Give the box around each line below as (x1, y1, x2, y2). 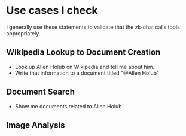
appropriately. (6, 29, 41, 37)
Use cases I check (6, 4, 98, 17)
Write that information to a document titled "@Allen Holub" (14, 69, 160, 77)
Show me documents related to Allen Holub (14, 102, 122, 110)
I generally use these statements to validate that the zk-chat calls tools (6, 23, 181, 31)
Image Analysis (6, 120, 65, 130)
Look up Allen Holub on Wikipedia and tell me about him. (14, 63, 154, 70)
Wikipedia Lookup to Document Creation (6, 47, 161, 58)
